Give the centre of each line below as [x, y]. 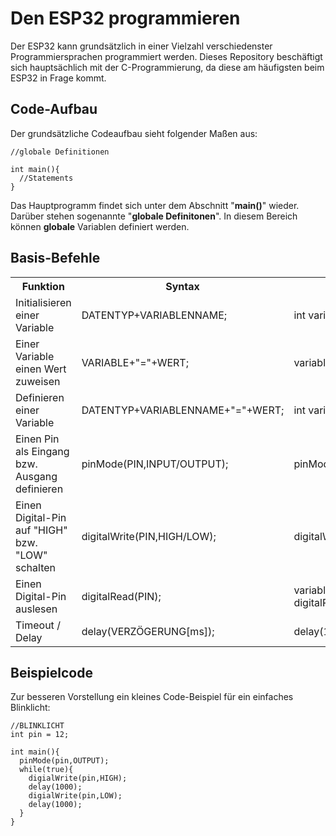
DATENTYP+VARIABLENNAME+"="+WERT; [183, 410]
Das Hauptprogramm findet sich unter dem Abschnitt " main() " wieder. [155, 205]
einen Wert [41, 369]
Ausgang [36, 476]
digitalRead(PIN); [121, 596]
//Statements [46, 178]
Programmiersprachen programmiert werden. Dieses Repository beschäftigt [166, 56]
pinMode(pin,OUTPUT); [64, 761]
